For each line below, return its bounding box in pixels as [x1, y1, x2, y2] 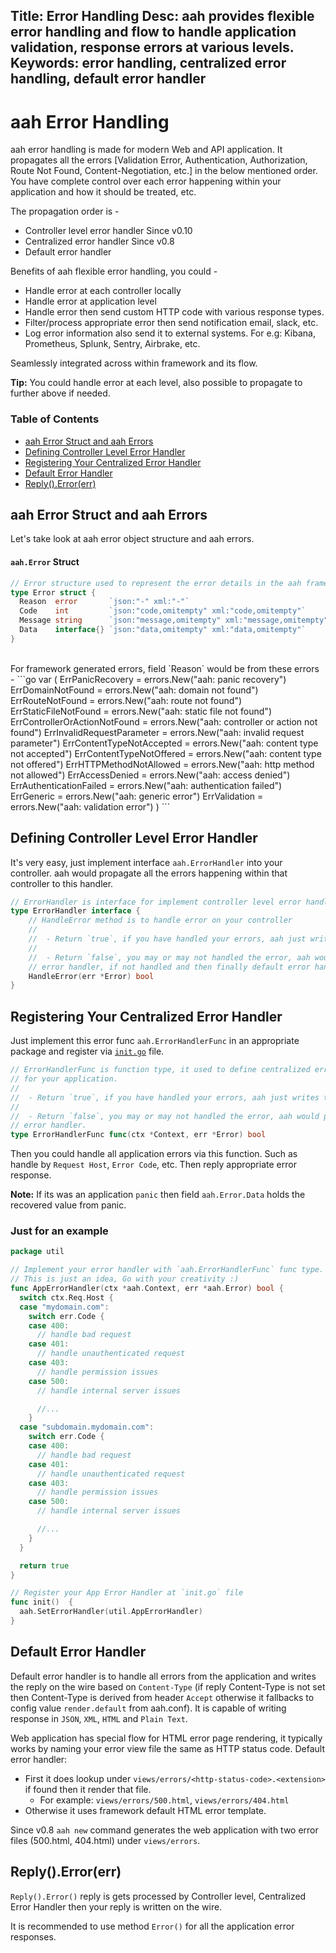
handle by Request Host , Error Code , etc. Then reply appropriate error [10, 1159, 297, 1171]
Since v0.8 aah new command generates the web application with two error [10, 1824, 319, 1836]
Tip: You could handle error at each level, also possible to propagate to [10, 377, 303, 389]
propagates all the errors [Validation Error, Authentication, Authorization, [10, 154, 308, 166]
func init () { [10, 1597, 74, 1608]
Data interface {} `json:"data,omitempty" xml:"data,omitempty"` [19, 625, 307, 635]
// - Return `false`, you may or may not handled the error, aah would [10, 1111, 320, 1121]
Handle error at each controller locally [24, 285, 182, 297]
